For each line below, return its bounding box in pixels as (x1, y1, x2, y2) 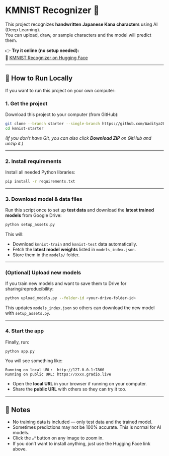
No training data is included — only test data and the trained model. (12, 419, 153, 425)
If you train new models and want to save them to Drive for (5, 280, 127, 287)
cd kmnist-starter (5, 126, 44, 131)
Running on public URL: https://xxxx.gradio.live (5, 372, 112, 377)
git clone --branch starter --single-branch (5, 121, 100, 127)
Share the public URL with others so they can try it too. (12, 386, 127, 392)
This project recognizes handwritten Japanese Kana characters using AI (5, 21, 158, 27)
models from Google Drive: (5, 212, 62, 218)
